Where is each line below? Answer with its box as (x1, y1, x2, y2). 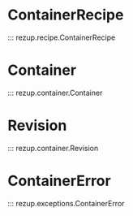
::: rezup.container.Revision (7, 143, 99, 153)
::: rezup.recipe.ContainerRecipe (7, 32, 116, 42)
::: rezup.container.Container (7, 88, 103, 97)
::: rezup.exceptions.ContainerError (7, 198, 125, 208)
